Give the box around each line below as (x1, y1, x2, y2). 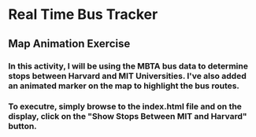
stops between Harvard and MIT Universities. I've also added (8, 70, 247, 81)
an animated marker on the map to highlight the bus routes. (8, 80, 240, 91)
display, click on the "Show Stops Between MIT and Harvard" (8, 111, 247, 122)
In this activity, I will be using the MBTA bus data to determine (8, 61, 248, 72)
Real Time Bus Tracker (8, 6, 158, 24)
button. (8, 120, 37, 131)
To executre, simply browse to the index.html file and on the (8, 101, 243, 112)
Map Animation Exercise (8, 37, 131, 50)
